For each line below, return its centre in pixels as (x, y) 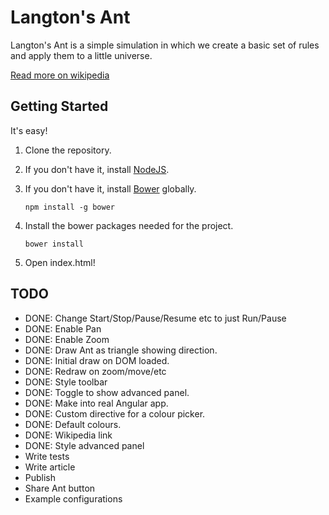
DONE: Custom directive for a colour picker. (115, 413)
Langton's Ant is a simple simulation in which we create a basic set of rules (165, 45)
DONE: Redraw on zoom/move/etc (95, 371)
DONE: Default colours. (73, 424)
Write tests (47, 456)
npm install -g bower (69, 207)
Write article (50, 467)
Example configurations (73, 498)
